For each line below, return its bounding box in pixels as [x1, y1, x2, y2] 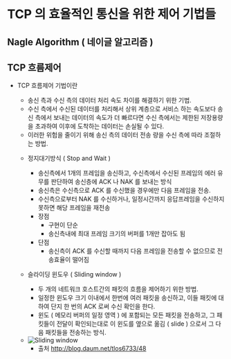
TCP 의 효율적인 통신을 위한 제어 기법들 [7, 6, 216, 22]
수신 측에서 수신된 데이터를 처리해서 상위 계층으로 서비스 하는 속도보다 [27, 105, 216, 113]
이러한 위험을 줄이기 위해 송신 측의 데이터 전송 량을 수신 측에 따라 [27, 131, 203, 139]
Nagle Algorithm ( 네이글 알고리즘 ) [7, 36, 154, 48]
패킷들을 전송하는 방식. [45, 329, 107, 337]
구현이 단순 [48, 221, 78, 229]
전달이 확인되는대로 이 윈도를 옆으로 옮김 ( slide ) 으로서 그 [56, 319, 214, 328]
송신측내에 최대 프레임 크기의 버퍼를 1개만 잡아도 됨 [48, 229, 185, 238]
